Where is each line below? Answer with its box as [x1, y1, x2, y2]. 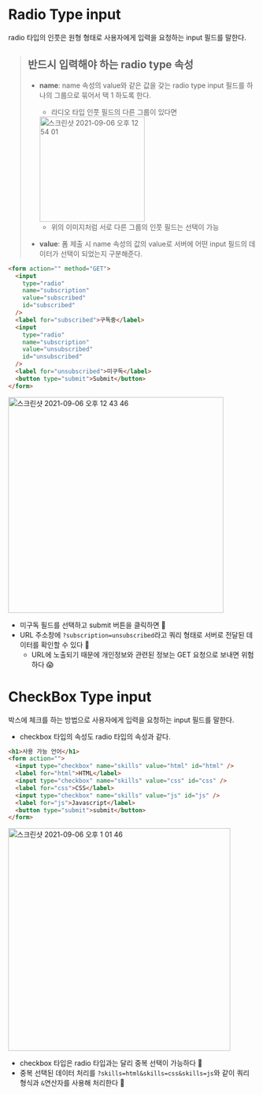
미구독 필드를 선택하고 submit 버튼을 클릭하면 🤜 [19, 620, 167, 630]
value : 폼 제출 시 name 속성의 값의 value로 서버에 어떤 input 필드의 [39, 239, 248, 248]
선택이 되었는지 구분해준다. [60, 249, 143, 258]
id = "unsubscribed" [22, 353, 83, 361]
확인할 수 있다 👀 [40, 640, 90, 649]
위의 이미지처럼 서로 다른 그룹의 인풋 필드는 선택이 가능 [50, 222, 220, 231]
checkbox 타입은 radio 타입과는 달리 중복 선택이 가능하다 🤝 [19, 1059, 203, 1068]
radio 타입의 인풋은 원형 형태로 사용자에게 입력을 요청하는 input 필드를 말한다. [8, 32, 246, 42]
